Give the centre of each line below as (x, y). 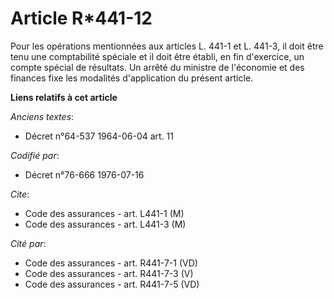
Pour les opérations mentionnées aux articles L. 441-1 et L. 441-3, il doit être (167, 46)
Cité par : (28, 243)
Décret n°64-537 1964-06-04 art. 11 (99, 136)
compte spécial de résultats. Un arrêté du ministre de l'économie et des (157, 67)
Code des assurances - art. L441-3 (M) (105, 224)
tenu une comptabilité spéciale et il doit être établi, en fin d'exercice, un (157, 56)
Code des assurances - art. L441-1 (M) (104, 213)
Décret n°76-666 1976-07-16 (84, 174)
